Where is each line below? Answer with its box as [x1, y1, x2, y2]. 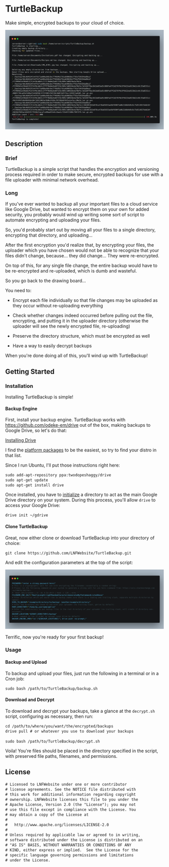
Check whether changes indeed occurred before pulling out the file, [12, 312, 153, 318]
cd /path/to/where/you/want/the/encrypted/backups [5, 723, 114, 728]
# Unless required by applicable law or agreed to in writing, [5, 832, 141, 837]
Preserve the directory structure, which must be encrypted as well [12, 333, 150, 339]
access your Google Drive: [5, 503, 60, 509]
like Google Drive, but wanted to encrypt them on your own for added [5, 206, 149, 212]
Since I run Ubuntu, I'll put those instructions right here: [5, 462, 120, 468]
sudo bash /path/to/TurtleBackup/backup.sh [5, 686, 98, 691]
